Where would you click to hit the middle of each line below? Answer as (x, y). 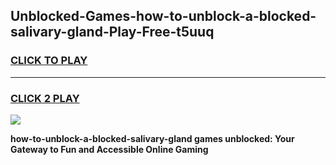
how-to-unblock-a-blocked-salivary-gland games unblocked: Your (152, 138)
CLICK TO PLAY (49, 61)
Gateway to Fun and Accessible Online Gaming (109, 149)
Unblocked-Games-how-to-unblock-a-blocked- (163, 16)
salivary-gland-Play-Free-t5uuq (112, 32)
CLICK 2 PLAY (45, 98)
